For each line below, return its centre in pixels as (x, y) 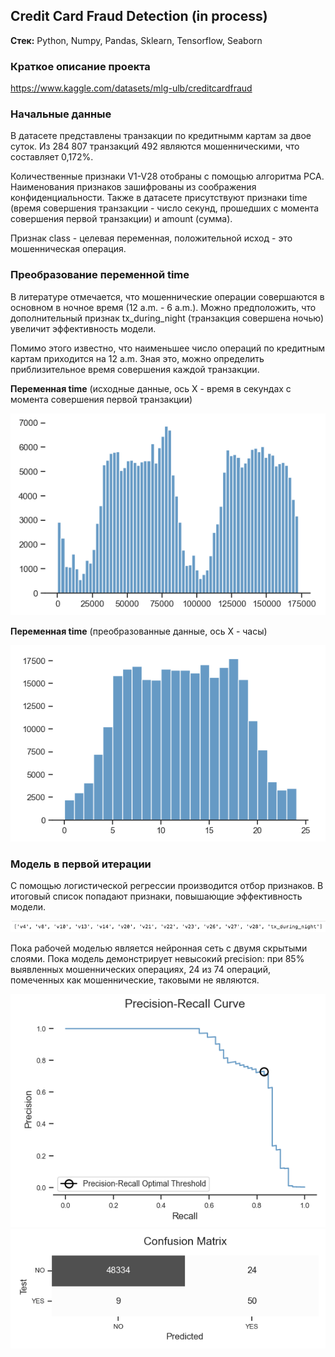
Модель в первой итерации (81, 864)
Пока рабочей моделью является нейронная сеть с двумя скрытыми (159, 948)
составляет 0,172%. (52, 157)
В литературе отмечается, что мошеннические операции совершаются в (167, 296)
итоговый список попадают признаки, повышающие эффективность (156, 896)
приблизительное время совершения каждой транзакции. (135, 369)
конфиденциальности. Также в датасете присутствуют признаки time (159, 198)
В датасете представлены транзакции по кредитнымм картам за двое (161, 136)
